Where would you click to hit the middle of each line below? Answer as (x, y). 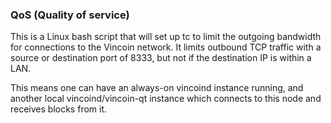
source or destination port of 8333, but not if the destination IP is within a (161, 58)
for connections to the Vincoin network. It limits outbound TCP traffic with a (166, 47)
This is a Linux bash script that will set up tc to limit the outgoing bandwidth (166, 37)
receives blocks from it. (59, 109)
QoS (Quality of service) (70, 15)
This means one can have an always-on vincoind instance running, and (157, 88)
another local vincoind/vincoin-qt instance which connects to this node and (166, 99)
